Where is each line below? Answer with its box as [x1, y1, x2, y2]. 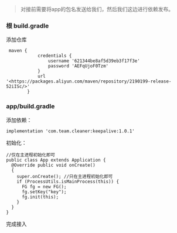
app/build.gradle [6, 102, 55, 111]
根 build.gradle [6, 22, 49, 30]
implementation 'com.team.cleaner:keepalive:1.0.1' [6, 128, 135, 134]
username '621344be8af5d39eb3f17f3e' [47, 58, 141, 64]
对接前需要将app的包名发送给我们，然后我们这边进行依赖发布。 [20, 6, 174, 12]
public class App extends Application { [6, 157, 107, 163]
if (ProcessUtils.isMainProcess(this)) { [16, 179, 119, 184]
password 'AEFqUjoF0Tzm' [47, 63, 109, 69]
